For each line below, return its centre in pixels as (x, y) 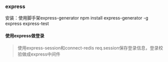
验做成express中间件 (39, 54)
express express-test (27, 23)
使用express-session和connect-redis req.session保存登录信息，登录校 (90, 47)
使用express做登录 (25, 35)
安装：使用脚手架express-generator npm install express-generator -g (77, 18)
